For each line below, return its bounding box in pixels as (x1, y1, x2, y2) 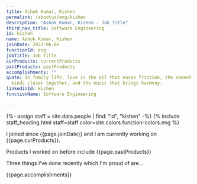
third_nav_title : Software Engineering (6, 25, 105, 31)
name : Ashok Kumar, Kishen (6, 36, 73, 42)
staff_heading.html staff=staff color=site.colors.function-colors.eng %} (6, 119, 180, 126)
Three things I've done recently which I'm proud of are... (6, 159, 144, 166)
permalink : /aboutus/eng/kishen (6, 14, 86, 20)
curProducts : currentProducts (6, 58, 81, 64)
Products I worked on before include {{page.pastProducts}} (6, 148, 152, 155)
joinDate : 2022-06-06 (6, 42, 60, 48)
